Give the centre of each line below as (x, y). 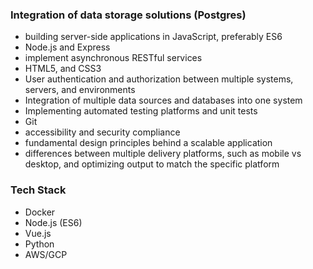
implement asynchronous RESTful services (113, 58)
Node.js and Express (67, 47)
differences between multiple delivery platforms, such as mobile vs (163, 154)
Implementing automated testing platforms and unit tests (141, 111)
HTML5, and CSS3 (63, 69)
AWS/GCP (46, 254)
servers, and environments (80, 90)
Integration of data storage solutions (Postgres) (128, 15)
